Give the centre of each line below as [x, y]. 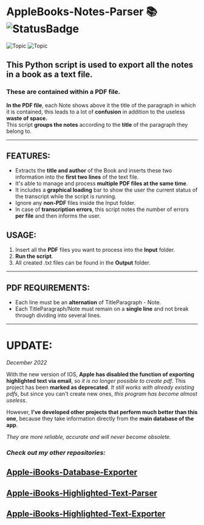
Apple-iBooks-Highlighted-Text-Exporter [86, 514]
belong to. [19, 131]
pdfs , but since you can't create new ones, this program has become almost [102, 394]
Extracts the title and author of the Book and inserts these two [93, 171]
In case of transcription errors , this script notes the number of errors [102, 209]
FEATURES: [28, 156]
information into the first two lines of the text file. [77, 177]
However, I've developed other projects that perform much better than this [102, 412]
